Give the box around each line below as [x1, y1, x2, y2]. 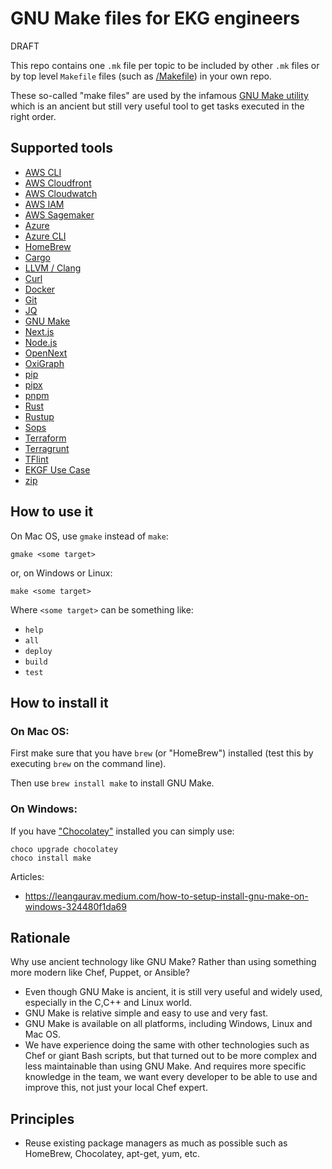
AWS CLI [24, 166, 62, 178]
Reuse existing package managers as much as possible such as [24, 1137, 288, 1149]
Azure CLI [24, 230, 67, 242]
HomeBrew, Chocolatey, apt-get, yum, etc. [24, 1148, 201, 1160]
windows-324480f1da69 [24, 900, 127, 912]
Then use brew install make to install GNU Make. [10, 777, 215, 789]
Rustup [24, 410, 55, 422]
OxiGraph [24, 357, 65, 369]
